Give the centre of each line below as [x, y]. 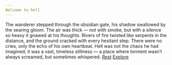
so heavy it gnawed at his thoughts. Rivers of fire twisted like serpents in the [86, 35]
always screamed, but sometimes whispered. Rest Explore [67, 57]
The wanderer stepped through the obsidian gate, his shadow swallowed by [85, 24]
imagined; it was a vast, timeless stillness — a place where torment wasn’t [84, 51]
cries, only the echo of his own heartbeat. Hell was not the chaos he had [82, 46]
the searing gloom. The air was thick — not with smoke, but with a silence [83, 30]
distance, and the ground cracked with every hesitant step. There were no [84, 41]
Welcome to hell [23, 10]
